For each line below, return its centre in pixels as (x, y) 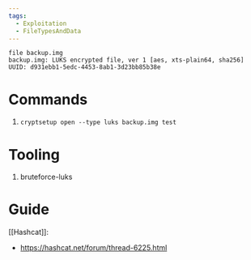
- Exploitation (41, 23)
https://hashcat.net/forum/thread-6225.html (94, 248)
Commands (48, 99)
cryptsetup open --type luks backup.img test (98, 122)
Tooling (34, 154)
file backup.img (36, 53)
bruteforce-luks (46, 177)
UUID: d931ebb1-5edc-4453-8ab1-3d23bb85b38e (85, 67)
